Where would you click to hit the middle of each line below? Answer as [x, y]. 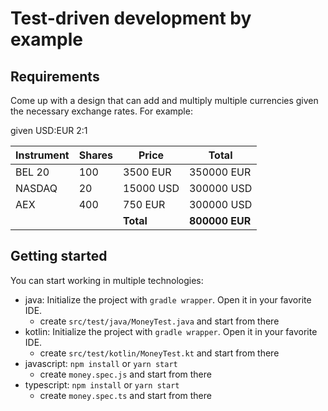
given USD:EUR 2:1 [49, 130]
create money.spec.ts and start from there [125, 395]
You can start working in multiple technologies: [107, 280]
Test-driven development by [131, 18]
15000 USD [151, 188]
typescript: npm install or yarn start [102, 384]
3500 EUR [147, 172]
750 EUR [144, 204]
